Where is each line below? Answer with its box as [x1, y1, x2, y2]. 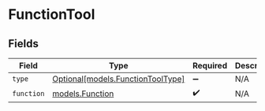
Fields [8, 37, 39, 50]
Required [192, 61, 227, 71]
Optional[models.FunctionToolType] [52, 73, 185, 84]
